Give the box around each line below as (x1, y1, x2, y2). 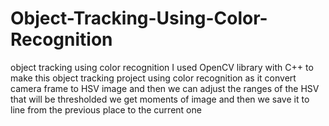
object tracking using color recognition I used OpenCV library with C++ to (10, 61, 314, 73)
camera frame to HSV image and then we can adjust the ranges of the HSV (10, 82, 320, 94)
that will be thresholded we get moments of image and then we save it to (10, 93, 310, 105)
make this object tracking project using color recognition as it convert (10, 72, 297, 84)
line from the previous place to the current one (10, 103, 202, 116)
